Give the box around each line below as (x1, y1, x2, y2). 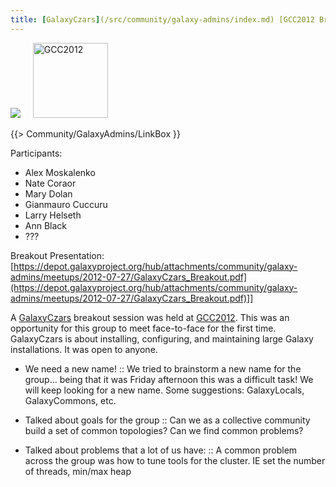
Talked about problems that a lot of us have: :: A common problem (24, 444, 298, 456)
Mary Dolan (24, 187, 73, 200)
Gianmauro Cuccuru (24, 198, 108, 210)
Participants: (10, 147, 63, 159)
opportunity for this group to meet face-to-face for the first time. (10, 322, 277, 334)
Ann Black (24, 219, 68, 231)
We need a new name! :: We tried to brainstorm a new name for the (24, 362, 302, 375)
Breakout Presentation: (10, 249, 105, 261)
